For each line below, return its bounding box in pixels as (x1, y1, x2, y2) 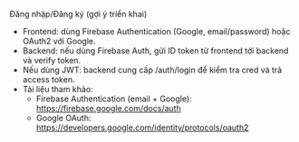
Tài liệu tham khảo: (22, 84, 93, 94)
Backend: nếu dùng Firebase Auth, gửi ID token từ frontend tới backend (22, 45, 289, 56)
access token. (22, 74, 75, 85)
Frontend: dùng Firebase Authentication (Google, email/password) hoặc (22, 26, 291, 36)
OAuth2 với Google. (22, 36, 96, 46)
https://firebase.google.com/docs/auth (35, 103, 181, 113)
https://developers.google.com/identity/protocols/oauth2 (35, 122, 249, 133)
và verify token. (22, 55, 82, 65)
